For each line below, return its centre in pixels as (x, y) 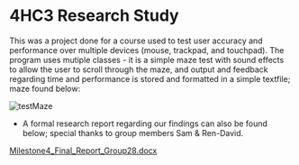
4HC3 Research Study (94, 16)
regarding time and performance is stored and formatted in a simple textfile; (150, 78)
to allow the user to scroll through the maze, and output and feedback (139, 69)
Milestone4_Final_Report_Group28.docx (83, 151)
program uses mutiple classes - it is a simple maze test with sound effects (147, 60)
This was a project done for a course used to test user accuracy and (136, 41)
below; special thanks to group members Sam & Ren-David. (133, 133)
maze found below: (45, 88)
